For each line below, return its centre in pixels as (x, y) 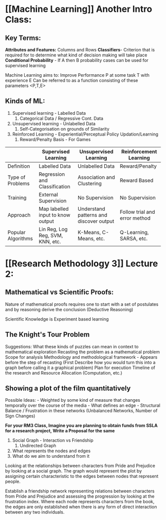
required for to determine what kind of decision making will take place (76, 55)
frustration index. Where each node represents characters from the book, (80, 502)
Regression (52, 174)
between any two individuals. (35, 512)
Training (17, 197)
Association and (96, 177)
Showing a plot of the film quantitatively (68, 389)
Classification (55, 187)
